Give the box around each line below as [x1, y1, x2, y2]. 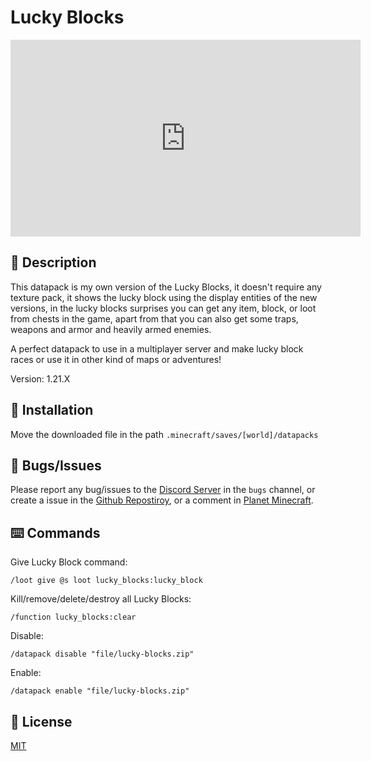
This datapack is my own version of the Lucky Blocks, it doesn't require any [10, 281, 322, 293]
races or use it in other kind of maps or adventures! [10, 353, 222, 365]
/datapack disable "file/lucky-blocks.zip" [10, 649, 195, 660]
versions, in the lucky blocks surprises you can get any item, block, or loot [10, 302, 317, 314]
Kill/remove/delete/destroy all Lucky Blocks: [10, 593, 192, 605]
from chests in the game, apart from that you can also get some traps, [10, 312, 299, 325]
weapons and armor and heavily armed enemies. [10, 323, 212, 335]
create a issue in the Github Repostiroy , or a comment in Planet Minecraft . [10, 494, 314, 506]
